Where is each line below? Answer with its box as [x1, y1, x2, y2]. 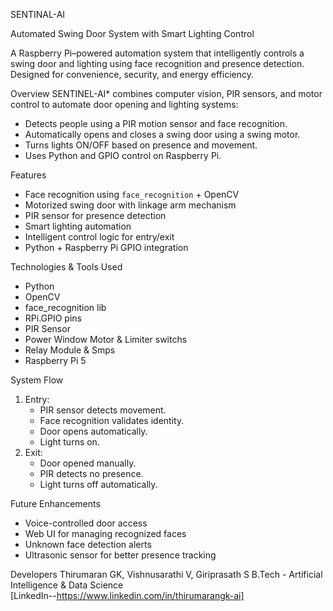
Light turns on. [39, 436, 100, 448]
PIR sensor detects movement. [39, 404, 167, 416]
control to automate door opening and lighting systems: [10, 99, 239, 110]
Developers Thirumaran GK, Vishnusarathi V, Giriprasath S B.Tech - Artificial [10, 569, 323, 580]
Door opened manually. [39, 457, 137, 469]
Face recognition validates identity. [39, 415, 185, 426]
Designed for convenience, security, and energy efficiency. [10, 69, 254, 80]
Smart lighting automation [24, 220, 132, 232]
